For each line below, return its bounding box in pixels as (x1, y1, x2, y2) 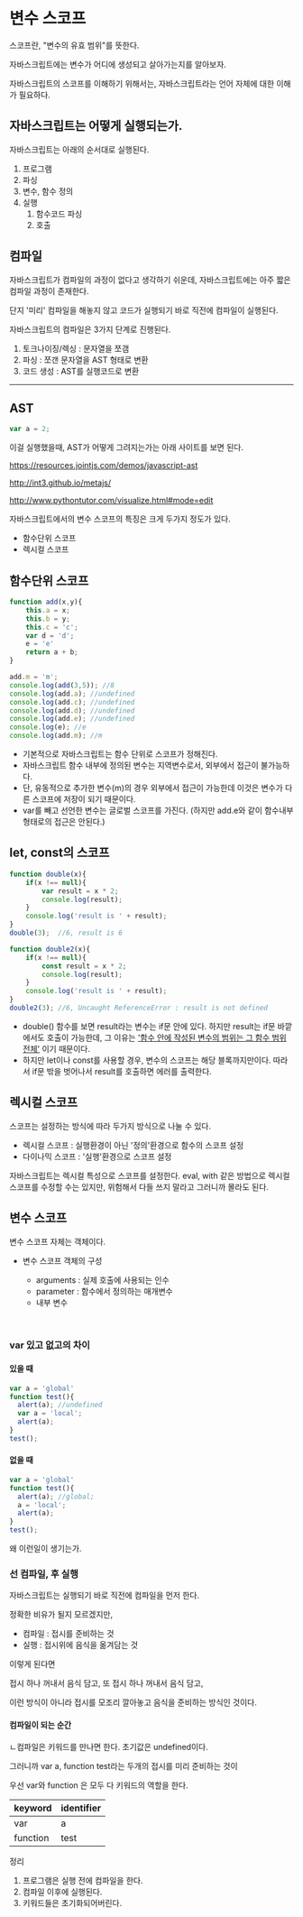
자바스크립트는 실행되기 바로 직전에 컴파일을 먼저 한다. (9, 1590, 200, 1601)
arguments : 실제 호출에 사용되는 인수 (35, 1274, 170, 1286)
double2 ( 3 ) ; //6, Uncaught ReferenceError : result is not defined (9, 1003, 269, 1012)
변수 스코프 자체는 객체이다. (9, 1236, 106, 1247)
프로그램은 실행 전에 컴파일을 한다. (22, 1875, 143, 1885)
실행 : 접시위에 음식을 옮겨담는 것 (22, 1639, 138, 1651)
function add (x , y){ (9, 597, 83, 607)
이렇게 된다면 (9, 1659, 56, 1670)
